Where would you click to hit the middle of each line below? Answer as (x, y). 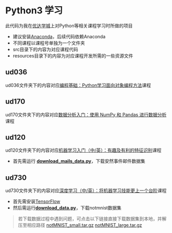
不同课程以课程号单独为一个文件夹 (49, 43)
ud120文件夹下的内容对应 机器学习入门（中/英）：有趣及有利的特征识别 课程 (83, 150)
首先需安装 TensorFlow (36, 202)
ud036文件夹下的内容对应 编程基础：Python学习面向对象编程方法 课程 (78, 85)
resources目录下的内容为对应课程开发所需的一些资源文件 (73, 56)
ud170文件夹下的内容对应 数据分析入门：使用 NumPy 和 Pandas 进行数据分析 (86, 114)
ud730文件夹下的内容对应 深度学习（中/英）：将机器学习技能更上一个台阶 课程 (86, 190)
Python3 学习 (34, 10)
